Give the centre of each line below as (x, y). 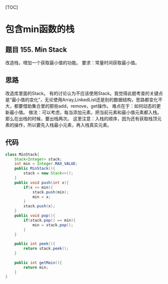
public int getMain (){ (38, 263)
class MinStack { (22, 154)
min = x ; (41, 197)
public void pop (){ (35, 216)
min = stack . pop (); (53, 225)
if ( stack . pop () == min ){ (50, 220)
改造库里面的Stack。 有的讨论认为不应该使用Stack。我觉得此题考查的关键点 (84, 93)
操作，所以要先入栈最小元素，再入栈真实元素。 (63, 125)
